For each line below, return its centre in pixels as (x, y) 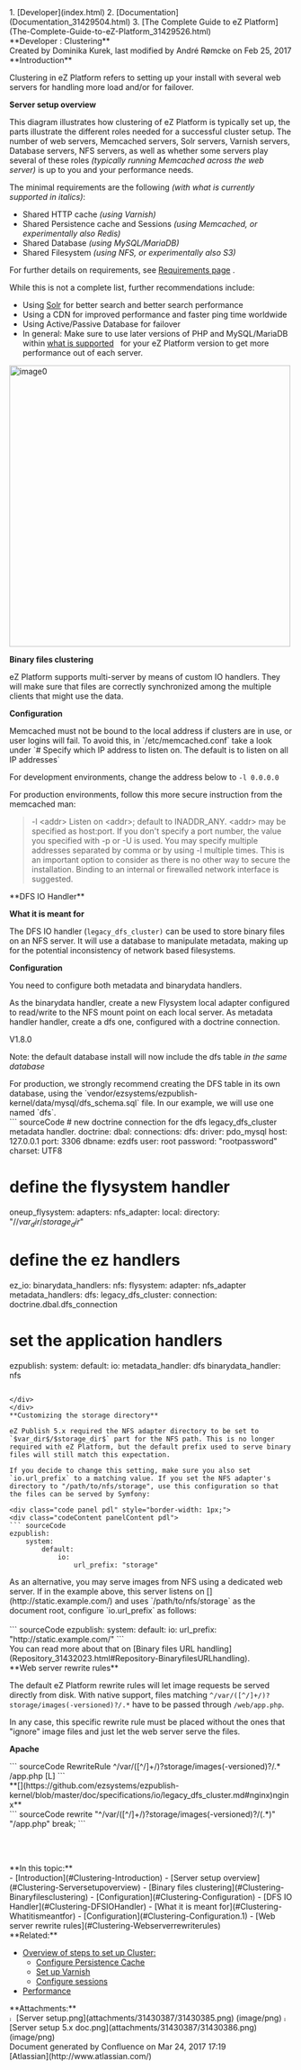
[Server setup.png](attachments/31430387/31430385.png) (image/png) (149, 2018)
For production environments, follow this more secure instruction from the (146, 795)
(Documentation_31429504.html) (70, 22)
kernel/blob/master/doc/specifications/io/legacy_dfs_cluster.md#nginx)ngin (149, 1794)
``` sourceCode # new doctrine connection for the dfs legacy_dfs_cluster (143, 1122)
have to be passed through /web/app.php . (208, 1704)
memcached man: (43, 804)
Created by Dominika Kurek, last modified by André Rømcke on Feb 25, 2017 (150, 50)
